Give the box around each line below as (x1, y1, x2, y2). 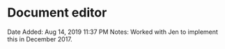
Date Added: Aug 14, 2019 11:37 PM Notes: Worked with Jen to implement (7, 28, 218, 36)
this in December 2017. (7, 35, 73, 43)
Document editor (7, 5, 107, 21)
